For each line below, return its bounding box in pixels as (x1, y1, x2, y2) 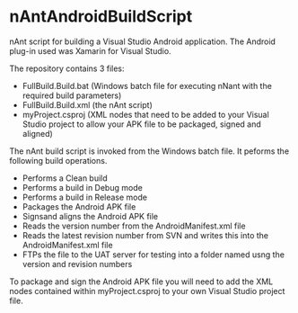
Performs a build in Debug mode (22, 182, 144, 192)
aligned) (22, 128, 54, 139)
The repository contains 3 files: (9, 63, 125, 74)
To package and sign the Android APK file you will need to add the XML (9, 276, 274, 287)
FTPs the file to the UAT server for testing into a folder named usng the (22, 249, 285, 260)
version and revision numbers (22, 258, 133, 269)
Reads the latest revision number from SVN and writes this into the (22, 229, 269, 240)
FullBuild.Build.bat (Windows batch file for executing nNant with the (22, 80, 272, 91)
